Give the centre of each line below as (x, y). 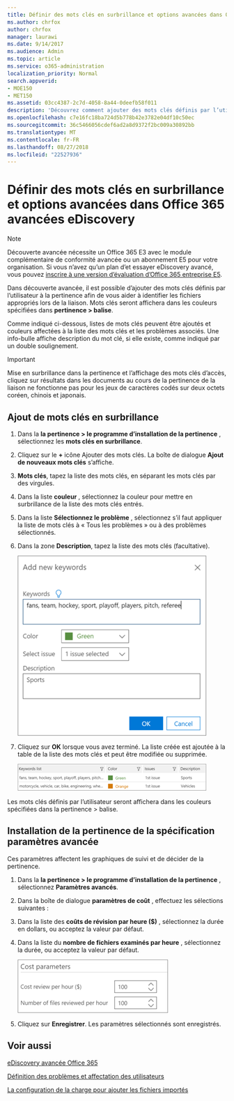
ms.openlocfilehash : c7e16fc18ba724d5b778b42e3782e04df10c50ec (101, 118)
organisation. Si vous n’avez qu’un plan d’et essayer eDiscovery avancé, (110, 267)
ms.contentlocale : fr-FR (43, 139)
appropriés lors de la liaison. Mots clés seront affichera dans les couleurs (112, 303)
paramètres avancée (53, 842)
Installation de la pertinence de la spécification (111, 831)
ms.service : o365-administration (56, 66)
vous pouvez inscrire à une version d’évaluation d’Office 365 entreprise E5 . (115, 275)
